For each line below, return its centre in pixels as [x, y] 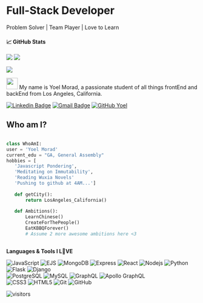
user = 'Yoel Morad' [32, 149]
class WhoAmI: [24, 144]
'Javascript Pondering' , [46, 166]
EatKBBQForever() [47, 228]
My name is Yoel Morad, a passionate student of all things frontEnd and [108, 87]
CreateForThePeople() [52, 223]
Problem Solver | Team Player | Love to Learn [63, 27]
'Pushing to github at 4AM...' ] [55, 183]
